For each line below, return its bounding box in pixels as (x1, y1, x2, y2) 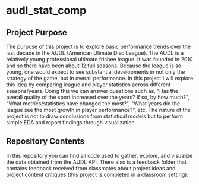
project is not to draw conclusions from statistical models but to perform (6, 113, 183, 120)
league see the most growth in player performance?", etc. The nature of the (6, 107, 191, 113)
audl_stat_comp (6, 4, 87, 17)
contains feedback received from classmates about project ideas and (6, 164, 176, 171)
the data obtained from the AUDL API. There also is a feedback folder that (6, 158, 187, 166)
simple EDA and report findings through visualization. (6, 119, 137, 126)
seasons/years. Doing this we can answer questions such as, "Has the (6, 88, 178, 94)
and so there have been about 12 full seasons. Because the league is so (6, 62, 182, 69)
